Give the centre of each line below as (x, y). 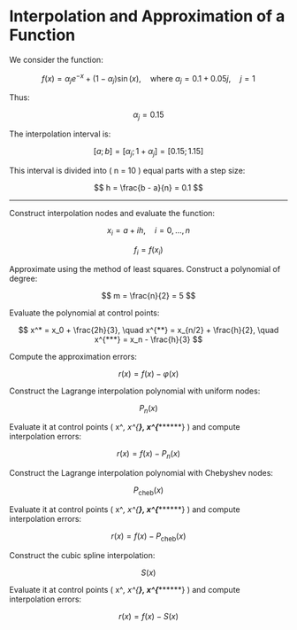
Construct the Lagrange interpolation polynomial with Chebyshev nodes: (141, 473)
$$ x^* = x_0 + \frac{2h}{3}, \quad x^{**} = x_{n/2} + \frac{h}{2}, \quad (148, 330)
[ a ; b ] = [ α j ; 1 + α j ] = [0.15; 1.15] (148, 152)
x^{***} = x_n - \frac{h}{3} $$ (148, 339)
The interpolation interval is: (60, 134)
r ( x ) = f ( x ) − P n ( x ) (148, 455)
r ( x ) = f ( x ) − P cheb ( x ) (148, 537)
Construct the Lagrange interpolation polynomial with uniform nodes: (135, 391)
